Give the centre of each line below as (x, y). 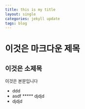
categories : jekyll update (32, 19)
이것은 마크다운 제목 (43, 49)
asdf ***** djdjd (28, 96)
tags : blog (16, 23)
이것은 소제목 (24, 68)
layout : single (21, 14)
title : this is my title (30, 10)
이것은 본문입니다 (21, 81)
